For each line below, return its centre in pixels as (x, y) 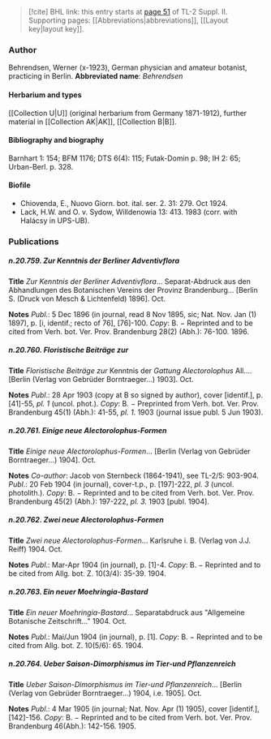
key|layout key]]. (56, 29)
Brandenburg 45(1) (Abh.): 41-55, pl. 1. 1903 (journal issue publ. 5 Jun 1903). (136, 412)
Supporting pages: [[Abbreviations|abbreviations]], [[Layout (128, 20)
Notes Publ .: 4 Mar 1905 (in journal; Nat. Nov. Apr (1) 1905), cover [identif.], (134, 708)
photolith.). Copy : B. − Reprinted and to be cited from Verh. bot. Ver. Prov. (131, 492)
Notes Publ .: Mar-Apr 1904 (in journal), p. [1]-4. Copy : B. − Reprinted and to (135, 565)
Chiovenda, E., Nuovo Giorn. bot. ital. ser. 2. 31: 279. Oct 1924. (124, 203)
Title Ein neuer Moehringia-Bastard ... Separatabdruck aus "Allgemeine (127, 612)
